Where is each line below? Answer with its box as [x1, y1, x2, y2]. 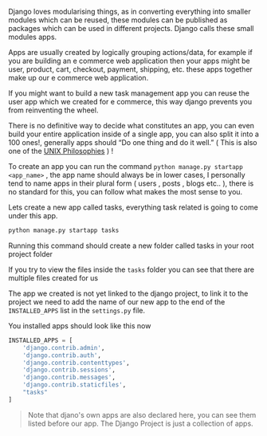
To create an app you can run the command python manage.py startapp [8, 162, 243, 171]
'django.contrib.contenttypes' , [22, 359, 130, 367]
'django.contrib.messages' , [22, 374, 116, 382]
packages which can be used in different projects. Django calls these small [8, 24, 254, 33]
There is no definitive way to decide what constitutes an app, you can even [8, 121, 255, 130]
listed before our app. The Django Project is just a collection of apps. [27, 418, 253, 428]
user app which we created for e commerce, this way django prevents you [8, 97, 253, 106]
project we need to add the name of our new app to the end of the [8, 297, 226, 306]
